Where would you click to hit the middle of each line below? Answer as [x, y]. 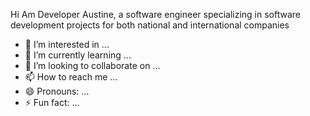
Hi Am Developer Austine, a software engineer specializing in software [155, 14]
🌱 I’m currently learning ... [78, 55]
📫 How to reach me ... [71, 77]
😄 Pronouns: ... [57, 91]
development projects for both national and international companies [150, 25]
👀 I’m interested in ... [67, 44]
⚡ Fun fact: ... [52, 102]
